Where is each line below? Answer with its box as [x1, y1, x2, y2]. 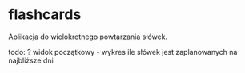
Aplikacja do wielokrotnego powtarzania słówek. [8, 32, 168, 41]
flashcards [8, 6, 82, 24]
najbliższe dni [8, 56, 54, 65]
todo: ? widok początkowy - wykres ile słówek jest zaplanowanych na [8, 47, 238, 56]
